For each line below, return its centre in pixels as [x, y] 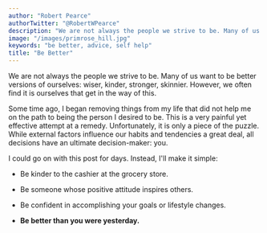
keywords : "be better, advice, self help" [80, 46]
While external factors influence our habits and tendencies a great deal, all [131, 134]
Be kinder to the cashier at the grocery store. [94, 174]
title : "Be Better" [41, 53]
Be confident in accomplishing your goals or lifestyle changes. [123, 205]
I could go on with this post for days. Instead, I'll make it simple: [113, 158]
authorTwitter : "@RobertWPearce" [64, 23]
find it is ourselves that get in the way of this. [83, 93]
